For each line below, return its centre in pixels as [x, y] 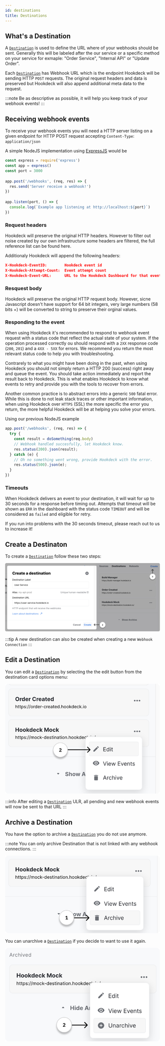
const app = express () [28, 166]
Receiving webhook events [47, 119]
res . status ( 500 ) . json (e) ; [41, 465]
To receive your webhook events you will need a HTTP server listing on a [79, 131]
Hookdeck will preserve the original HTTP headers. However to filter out [78, 236]
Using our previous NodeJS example [42, 419]
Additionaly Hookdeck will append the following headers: [63, 256]
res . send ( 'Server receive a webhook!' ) [50, 186]
